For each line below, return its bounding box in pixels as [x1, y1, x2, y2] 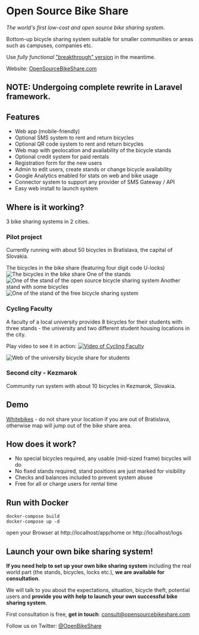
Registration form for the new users [14, 159, 102, 167]
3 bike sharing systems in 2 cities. [6, 218, 90, 225]
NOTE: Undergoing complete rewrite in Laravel [6, 82, 183, 93]
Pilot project [6, 233, 42, 241]
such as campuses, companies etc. [6, 42, 94, 49]
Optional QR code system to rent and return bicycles [14, 140, 144, 147]
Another [160, 277, 181, 284]
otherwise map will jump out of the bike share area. [6, 422, 132, 429]
